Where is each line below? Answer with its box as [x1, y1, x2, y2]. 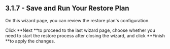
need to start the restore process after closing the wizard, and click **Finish [5, 32, 165, 38]
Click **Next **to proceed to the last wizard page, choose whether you [5, 27, 156, 33]
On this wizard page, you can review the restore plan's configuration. [5, 17, 150, 23]
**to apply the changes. [5, 38, 55, 44]
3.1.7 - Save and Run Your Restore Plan [5, 4, 129, 13]
